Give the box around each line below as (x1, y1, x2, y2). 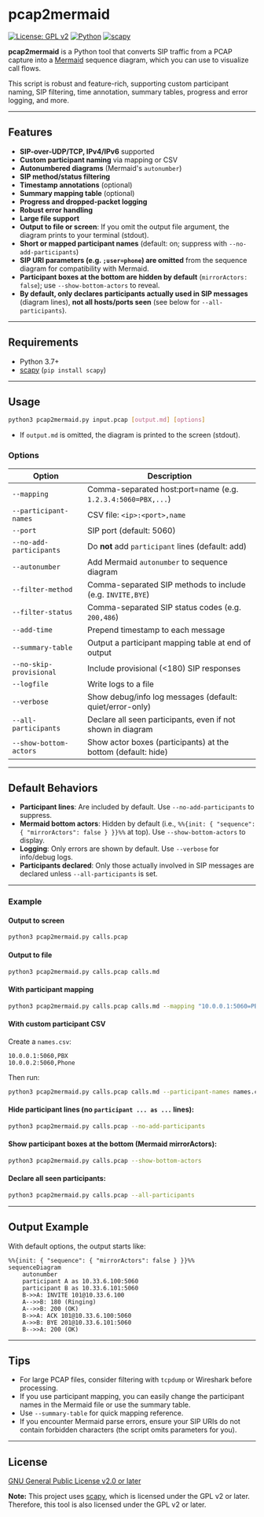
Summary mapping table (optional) (19, 188, 135, 198)
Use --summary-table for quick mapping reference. (19, 1408, 184, 1418)
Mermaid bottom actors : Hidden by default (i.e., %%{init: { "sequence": (19, 819, 255, 828)
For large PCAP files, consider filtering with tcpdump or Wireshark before (19, 1375, 253, 1385)
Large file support (19, 213, 80, 223)
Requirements (8, 336, 79, 350)
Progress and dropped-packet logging (19, 197, 148, 206)
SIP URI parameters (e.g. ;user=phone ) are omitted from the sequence (19, 255, 247, 265)
